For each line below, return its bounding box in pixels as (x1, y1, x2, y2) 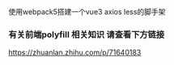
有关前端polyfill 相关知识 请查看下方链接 (8, 29, 165, 40)
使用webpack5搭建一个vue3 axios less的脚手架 (8, 7, 166, 16)
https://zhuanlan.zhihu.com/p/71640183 (8, 47, 142, 58)
